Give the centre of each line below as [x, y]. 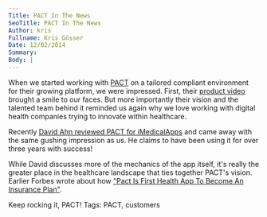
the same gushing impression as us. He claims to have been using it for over [133, 140]
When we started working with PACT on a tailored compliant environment [129, 82]
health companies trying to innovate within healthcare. [98, 116]
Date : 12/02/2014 [37, 45]
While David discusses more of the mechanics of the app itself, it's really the [134, 164]
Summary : [23, 52]
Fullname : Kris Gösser [46, 38]
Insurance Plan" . [35, 189]
